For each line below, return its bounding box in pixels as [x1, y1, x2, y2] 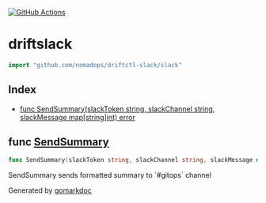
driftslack [8, 36, 73, 53]
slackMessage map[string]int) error [19, 112, 136, 122]
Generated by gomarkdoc [8, 186, 93, 195]
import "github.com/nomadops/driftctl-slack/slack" [8, 61, 182, 69]
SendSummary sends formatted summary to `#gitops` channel [8, 171, 212, 180]
